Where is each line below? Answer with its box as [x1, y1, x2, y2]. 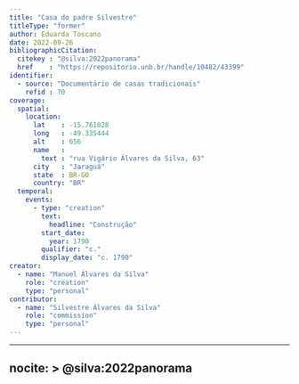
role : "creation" [25, 278, 90, 287]
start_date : [41, 228, 86, 237]
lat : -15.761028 [32, 121, 109, 130]
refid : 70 [25, 87, 66, 96]
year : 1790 [48, 237, 90, 246]
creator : [9, 262, 42, 271]
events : [25, 195, 53, 205]
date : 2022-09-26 [9, 37, 74, 47]
